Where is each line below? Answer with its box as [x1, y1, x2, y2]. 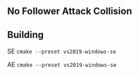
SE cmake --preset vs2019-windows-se [7, 47, 117, 56]
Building [7, 29, 44, 41]
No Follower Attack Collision [7, 6, 132, 17]
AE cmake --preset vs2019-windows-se [7, 61, 117, 69]
